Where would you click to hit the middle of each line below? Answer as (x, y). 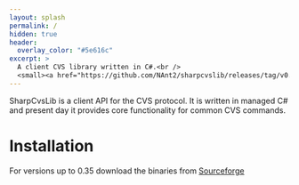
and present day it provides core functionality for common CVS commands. (148, 110)
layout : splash (37, 17)
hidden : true (33, 34)
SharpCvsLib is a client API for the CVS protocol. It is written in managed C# (149, 101)
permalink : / (33, 26)
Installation (52, 145)
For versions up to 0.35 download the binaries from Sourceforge (127, 171)
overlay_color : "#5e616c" (65, 51)
